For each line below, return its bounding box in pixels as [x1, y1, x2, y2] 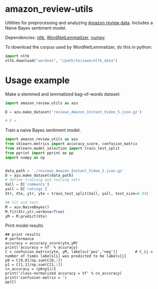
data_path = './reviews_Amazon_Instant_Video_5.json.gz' [5, 168, 125, 173]
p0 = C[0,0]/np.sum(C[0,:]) [5, 258, 63, 263]
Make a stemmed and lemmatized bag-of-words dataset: [5, 91, 121, 97]
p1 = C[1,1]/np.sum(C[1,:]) [5, 262, 63, 267]
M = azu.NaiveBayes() [5, 204, 50, 210]
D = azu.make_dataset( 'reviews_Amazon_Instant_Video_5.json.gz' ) [5, 109, 142, 114]
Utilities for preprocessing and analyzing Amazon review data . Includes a [5, 20, 153, 26]
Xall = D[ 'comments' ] [5, 182, 50, 187]
